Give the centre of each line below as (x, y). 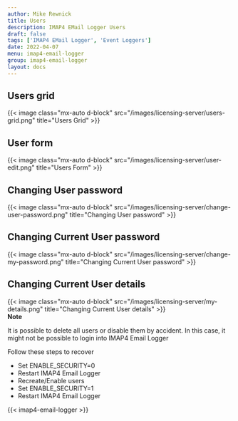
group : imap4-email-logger (47, 61)
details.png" (25, 309)
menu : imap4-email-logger (46, 54)
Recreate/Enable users (51, 380)
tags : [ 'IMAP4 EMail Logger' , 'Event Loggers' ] (79, 41)
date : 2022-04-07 (33, 47)
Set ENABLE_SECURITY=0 (56, 365)
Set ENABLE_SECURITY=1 (56, 388)
